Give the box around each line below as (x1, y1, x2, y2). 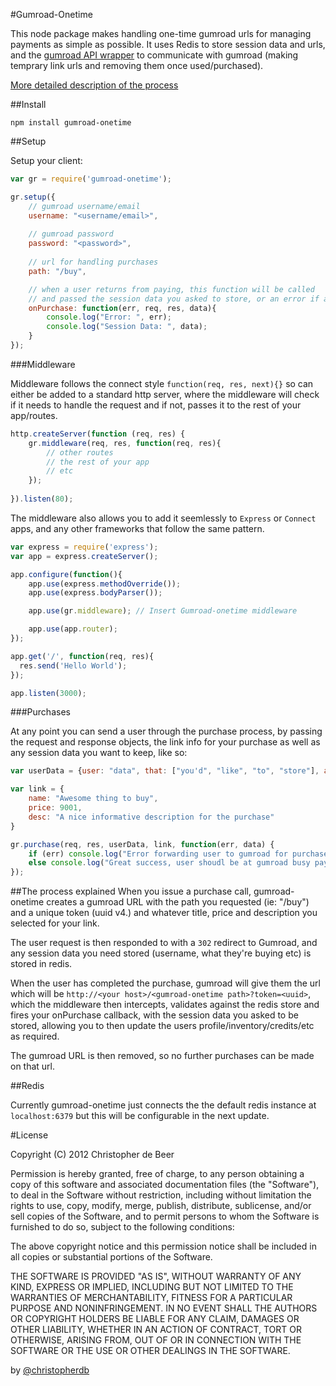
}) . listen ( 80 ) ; (10, 494, 74, 504)
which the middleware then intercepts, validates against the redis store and (10, 999, 320, 1011)
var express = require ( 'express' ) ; (10, 542, 159, 552)
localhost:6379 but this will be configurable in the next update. (10, 1110, 270, 1122)
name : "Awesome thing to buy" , (28, 794, 159, 804)
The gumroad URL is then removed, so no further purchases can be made (10, 1050, 315, 1062)
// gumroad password (28, 229, 114, 239)
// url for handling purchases (28, 257, 159, 267)
